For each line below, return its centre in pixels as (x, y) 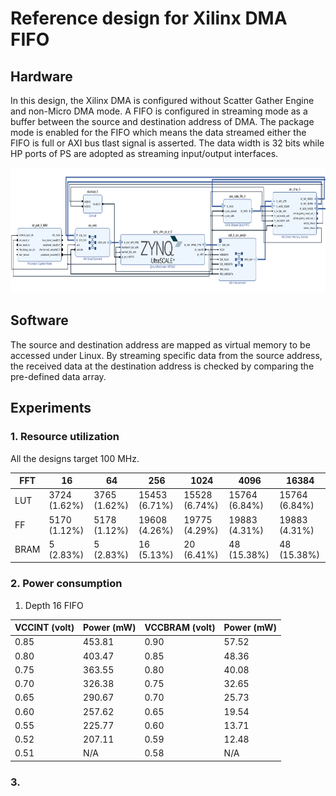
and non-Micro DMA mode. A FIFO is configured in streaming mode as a (159, 111)
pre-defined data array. (58, 376)
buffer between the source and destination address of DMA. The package (162, 121)
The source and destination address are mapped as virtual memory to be (160, 344)
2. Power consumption (66, 584)
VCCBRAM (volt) (180, 628)
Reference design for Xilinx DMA (149, 18)
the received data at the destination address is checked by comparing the (162, 366)
